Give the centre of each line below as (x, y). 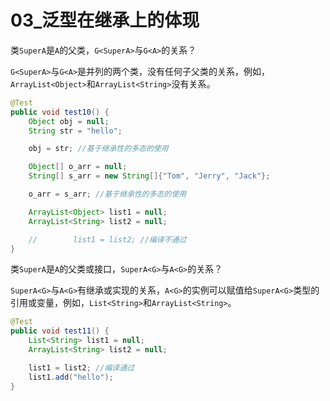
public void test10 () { (60, 112)
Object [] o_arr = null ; (78, 167)
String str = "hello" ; (75, 131)
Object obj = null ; (69, 121)
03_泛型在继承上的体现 (105, 20)
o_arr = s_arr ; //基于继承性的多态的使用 (107, 194)
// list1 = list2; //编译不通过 (107, 239)
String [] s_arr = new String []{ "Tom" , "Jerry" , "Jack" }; (149, 176)
